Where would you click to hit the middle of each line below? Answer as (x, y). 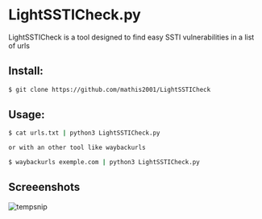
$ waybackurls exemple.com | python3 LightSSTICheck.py (104, 163)
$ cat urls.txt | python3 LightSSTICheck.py (84, 133)
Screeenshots (44, 187)
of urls (19, 45)
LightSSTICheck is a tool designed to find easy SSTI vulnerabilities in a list (131, 37)
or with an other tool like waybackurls (77, 148)
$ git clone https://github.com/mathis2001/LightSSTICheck (110, 89)
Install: (26, 71)
